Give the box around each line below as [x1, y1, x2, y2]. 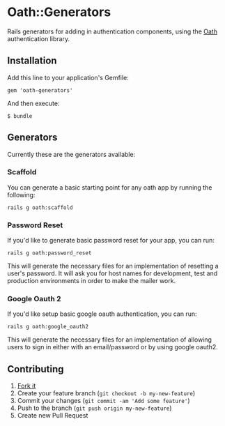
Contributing [7, 363, 64, 375]
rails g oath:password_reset [7, 250, 92, 257]
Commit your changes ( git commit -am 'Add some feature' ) [17, 397, 190, 405]
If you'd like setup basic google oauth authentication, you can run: [7, 310, 197, 318]
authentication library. [7, 34, 70, 43]
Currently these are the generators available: [7, 150, 136, 158]
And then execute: [7, 99, 60, 107]
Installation [7, 55, 57, 67]
